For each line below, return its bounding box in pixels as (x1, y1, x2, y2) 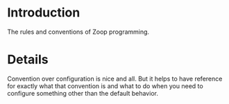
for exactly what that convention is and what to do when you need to (7, 81, 203, 90)
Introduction (7, 5, 80, 21)
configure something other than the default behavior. (7, 89, 158, 97)
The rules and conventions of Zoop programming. (7, 28, 150, 36)
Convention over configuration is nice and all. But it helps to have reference (7, 74, 223, 83)
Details (7, 52, 49, 67)
